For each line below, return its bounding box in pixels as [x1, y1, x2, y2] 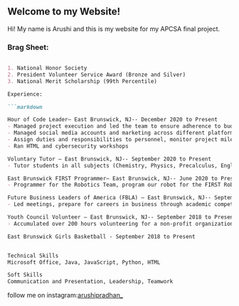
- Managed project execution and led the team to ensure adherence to [7, 123, 221, 130]
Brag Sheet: [7, 42, 49, 52]
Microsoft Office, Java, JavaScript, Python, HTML [7, 258, 161, 266]
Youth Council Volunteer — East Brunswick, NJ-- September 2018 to [7, 214, 212, 221]
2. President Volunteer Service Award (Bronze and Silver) [7, 71, 186, 78]
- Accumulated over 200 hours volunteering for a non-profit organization [7, 220, 234, 227]
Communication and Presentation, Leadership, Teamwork [7, 278, 174, 285]
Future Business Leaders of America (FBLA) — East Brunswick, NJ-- [7, 195, 212, 202]
